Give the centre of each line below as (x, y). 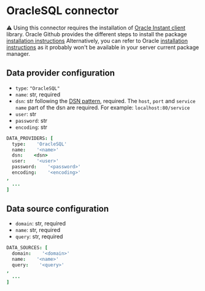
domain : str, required (41, 223)
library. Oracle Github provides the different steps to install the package (97, 34)
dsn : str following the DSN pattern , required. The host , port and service (105, 101)
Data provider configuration (61, 73)
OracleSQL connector (63, 11)
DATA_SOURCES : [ (27, 248)
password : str (31, 120)
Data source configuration (58, 208)
